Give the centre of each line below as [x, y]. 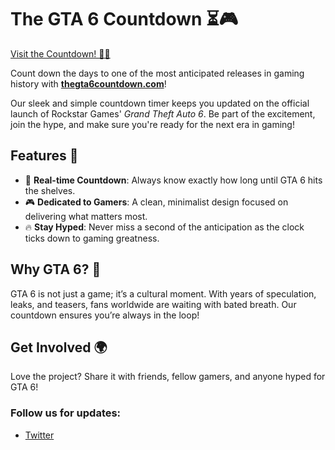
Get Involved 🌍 [59, 347]
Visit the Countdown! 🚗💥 [60, 53]
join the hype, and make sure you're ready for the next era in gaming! [152, 124]
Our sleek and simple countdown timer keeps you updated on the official [160, 103]
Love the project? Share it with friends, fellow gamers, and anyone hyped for [168, 377]
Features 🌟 [44, 156]
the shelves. [50, 190]
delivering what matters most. [86, 216]
